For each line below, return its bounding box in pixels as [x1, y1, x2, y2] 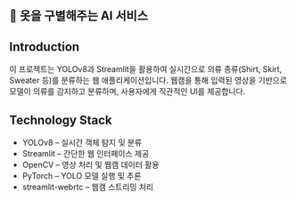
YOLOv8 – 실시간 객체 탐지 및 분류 [21, 137, 143, 148]
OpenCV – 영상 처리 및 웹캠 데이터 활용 [21, 159, 160, 171]
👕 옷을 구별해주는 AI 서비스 [9, 8, 149, 24]
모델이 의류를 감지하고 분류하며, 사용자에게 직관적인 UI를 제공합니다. [9, 86, 246, 97]
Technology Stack [9, 112, 112, 127]
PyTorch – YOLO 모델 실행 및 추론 [21, 171, 142, 181]
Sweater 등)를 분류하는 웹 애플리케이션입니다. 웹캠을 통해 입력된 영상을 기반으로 [9, 75, 288, 86]
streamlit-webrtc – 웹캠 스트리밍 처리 [21, 181, 154, 193]
